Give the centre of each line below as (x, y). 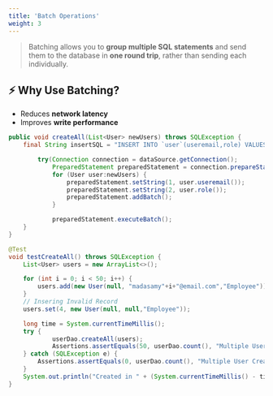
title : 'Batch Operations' (54, 16)
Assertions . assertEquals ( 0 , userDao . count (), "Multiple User (143, 362)
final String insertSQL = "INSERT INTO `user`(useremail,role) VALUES (145, 145)
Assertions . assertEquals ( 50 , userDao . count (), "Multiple (150, 346)
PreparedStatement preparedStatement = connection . (141, 167)
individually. (48, 64)
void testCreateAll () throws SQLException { (85, 256)
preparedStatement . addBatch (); (119, 197)
